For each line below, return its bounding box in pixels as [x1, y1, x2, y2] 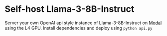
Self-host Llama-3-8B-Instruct [4, 3, 135, 15]
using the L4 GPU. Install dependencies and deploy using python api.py [4, 25, 153, 31]
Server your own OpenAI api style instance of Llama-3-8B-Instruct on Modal [4, 20, 162, 26]
